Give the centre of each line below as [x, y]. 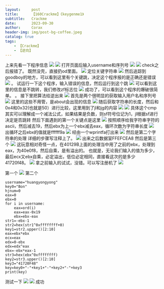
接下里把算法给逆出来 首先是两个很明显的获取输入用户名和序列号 [88, 95]
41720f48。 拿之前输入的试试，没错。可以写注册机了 [61, 163]
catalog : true [20, 37]
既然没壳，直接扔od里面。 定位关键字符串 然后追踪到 [87, 71]
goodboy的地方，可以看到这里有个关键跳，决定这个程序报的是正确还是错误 [81, 77]
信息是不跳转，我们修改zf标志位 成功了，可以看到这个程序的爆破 [81, 89]
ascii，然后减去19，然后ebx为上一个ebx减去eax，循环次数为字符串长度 [77, 126]
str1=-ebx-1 [17, 221]
